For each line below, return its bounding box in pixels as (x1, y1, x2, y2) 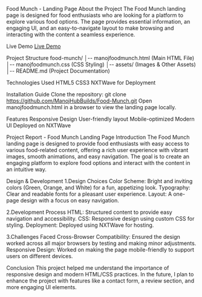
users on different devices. (6, 253, 73, 259)
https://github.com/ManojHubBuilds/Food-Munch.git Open (6, 97, 152, 104)
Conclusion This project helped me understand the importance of (6, 264, 169, 272)
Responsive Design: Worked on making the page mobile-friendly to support (6, 246, 195, 253)
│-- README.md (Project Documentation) (6, 67, 110, 75)
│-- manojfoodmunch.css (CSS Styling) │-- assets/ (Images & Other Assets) (6, 61, 197, 68)
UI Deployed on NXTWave (6, 122, 71, 129)
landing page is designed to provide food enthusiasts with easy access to (6, 140, 189, 147)
